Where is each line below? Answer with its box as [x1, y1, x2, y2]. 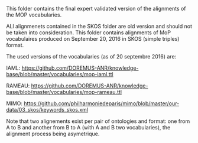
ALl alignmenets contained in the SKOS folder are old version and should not [6, 23, 192, 30]
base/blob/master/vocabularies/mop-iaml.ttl [6, 71, 113, 77]
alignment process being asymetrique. [6, 130, 100, 137]
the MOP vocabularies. [6, 11, 62, 18]
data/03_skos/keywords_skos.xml [6, 106, 89, 113]
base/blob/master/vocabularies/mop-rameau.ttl [6, 89, 122, 95]
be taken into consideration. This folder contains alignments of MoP [6, 29, 171, 36]
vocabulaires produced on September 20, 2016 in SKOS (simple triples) [6, 35, 180, 42]
